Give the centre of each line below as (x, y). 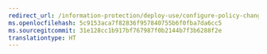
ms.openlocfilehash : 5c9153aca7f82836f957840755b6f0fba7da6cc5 (115, 23)
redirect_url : (32, 15)
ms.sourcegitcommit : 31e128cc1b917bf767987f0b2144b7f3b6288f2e (115, 30)
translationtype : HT (43, 38)
